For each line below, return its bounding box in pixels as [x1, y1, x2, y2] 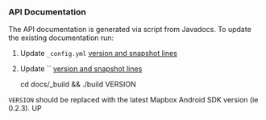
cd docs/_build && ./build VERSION [19, 79, 136, 90]
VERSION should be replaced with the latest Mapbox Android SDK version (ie [8, 95, 259, 105]
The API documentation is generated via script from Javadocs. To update [8, 25, 251, 34]
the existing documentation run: [8, 33, 114, 42]
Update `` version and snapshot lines [19, 64, 143, 74]
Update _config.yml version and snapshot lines [19, 49, 177, 58]
